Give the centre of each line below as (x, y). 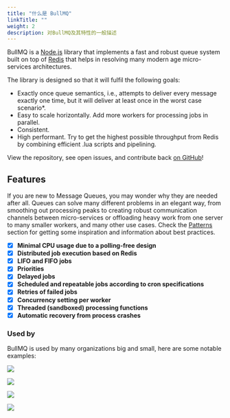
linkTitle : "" (27, 20)
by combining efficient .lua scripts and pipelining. (87, 144)
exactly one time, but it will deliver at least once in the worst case (109, 101)
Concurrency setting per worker (64, 300)
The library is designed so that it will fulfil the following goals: (94, 80)
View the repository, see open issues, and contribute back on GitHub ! (105, 158)
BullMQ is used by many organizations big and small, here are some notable (114, 348)
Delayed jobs (36, 277)
